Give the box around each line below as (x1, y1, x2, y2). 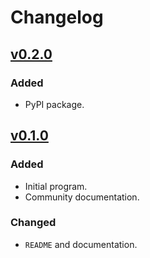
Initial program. (24, 180, 88, 192)
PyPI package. (24, 98, 85, 110)
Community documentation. (24, 191, 140, 203)
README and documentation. (24, 238, 138, 250)
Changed (10, 216, 57, 230)
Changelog (10, 6, 104, 29)
